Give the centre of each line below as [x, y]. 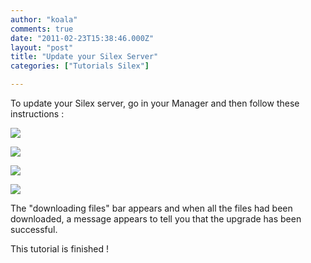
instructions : [37, 114]
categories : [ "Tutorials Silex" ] [80, 66]
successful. [34, 229]
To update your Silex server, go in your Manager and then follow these [155, 103]
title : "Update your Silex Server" [84, 57]
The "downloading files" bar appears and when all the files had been [151, 208]
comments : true [42, 29]
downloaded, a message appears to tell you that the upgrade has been [156, 219]
